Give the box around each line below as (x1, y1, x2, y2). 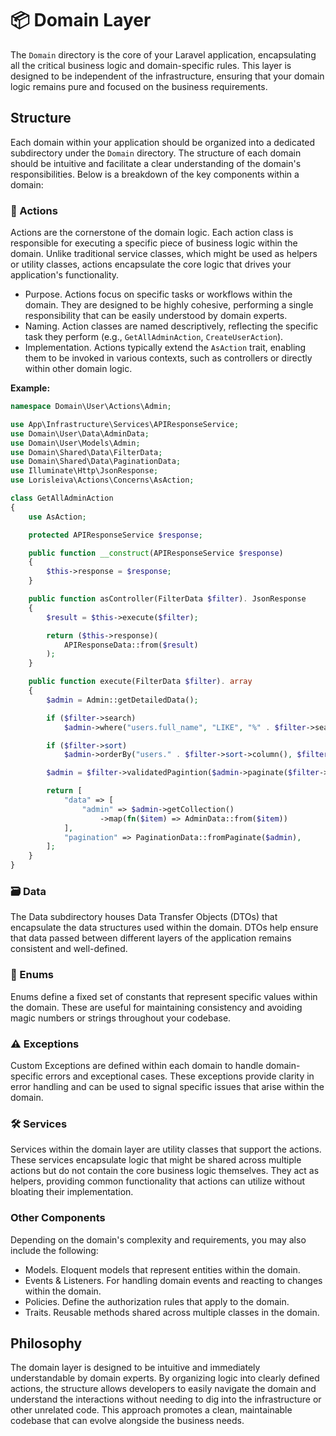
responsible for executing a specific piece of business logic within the (10, 237, 298, 249)
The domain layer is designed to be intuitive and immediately (10, 1362, 261, 1374)
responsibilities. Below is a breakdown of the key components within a (10, 168, 300, 180)
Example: (10, 382, 51, 394)
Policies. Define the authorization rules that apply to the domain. (24, 1295, 290, 1307)
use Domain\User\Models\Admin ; (10, 438, 141, 448)
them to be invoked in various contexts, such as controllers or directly (24, 352, 313, 364)
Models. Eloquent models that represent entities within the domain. (24, 1263, 301, 1276)
